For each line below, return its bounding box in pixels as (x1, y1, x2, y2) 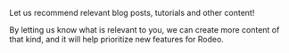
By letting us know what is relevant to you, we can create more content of (9, 25, 280, 34)
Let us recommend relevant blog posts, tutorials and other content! (9, 8, 255, 18)
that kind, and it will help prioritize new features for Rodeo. (9, 34, 225, 44)
